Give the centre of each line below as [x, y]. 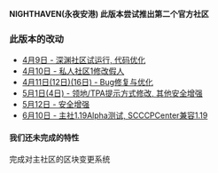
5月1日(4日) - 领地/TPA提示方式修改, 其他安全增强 [112, 93]
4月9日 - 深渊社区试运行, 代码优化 [84, 60]
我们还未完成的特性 [44, 138]
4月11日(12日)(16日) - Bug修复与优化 [87, 83]
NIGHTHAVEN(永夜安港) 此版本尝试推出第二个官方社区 [109, 14]
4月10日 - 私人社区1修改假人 [73, 71]
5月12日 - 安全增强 [56, 105]
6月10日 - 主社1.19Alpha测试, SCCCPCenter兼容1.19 [115, 115]
